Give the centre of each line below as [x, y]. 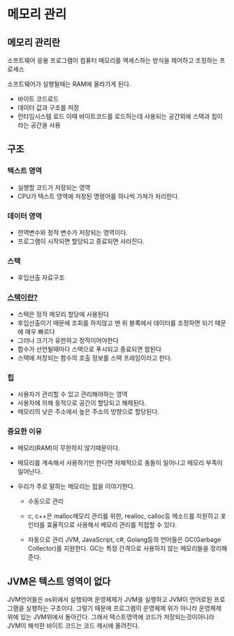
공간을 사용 [45, 125]
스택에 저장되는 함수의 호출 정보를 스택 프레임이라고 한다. [95, 358]
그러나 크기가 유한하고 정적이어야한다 [68, 340]
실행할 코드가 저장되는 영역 [54, 187]
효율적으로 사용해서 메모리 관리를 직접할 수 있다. [112, 525]
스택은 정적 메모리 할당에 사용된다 [63, 314]
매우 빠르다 [40, 331]
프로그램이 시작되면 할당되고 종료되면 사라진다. [81, 241]
